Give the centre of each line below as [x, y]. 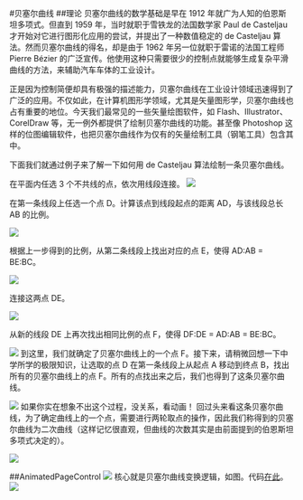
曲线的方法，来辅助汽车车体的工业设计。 [84, 70]
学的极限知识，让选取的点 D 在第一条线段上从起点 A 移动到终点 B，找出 [157, 365]
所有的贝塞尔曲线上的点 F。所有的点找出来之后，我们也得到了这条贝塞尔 [143, 376]
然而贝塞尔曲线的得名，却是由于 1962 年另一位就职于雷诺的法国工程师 [155, 47]
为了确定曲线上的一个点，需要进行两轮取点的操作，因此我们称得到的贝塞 [159, 418]
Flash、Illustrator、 [252, 112]
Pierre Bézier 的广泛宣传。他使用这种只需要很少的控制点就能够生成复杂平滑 [149, 58]
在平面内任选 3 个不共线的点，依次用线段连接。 [97, 184]
